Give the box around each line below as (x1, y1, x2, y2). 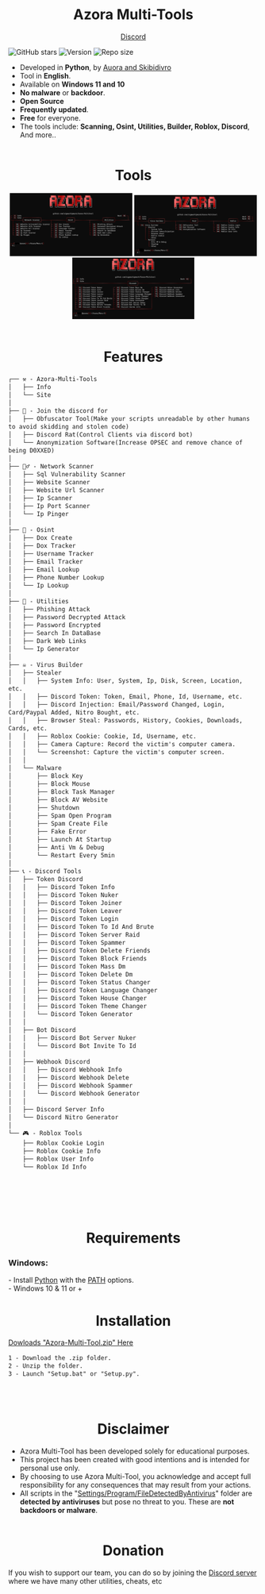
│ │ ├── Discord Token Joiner (8, 899, 123, 907)
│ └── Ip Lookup (8, 581, 69, 589)
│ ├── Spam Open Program (8, 811, 112, 819)
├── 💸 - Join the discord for (8, 406, 109, 414)
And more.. (19, 129, 57, 140)
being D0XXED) (8, 446, 56, 454)
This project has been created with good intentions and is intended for (19, 1455, 250, 1465)
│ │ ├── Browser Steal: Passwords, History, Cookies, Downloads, (8, 716, 244, 724)
